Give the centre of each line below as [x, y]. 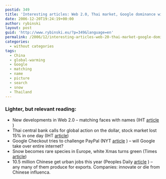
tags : [11, 51]
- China [18, 55]
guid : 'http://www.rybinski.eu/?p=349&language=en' [59, 32]
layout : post [19, 28]
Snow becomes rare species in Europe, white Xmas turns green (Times [84, 151]
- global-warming [27, 60]
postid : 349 [17, 10]
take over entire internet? [38, 146]
